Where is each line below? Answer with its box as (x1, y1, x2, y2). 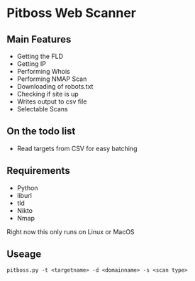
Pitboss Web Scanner (6, 5, 136, 21)
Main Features (6, 33, 72, 45)
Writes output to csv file (16, 97, 87, 106)
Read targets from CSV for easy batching (16, 144, 138, 153)
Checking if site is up (16, 90, 79, 98)
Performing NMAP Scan (16, 75, 87, 83)
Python (16, 183, 38, 192)
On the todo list (6, 126, 76, 138)
